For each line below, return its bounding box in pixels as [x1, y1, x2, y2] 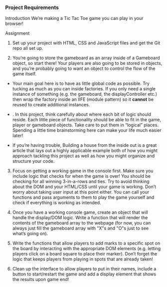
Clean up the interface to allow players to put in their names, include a [12, 266, 157, 272]
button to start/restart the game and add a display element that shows [12, 271, 156, 277]
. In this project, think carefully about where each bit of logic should [12, 111, 151, 117]
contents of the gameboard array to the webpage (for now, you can [12, 220, 151, 226]
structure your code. [12, 158, 55, 164]
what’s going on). [12, 231, 48, 237]
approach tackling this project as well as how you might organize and [12, 153, 155, 159]
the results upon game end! [12, 277, 69, 283]
